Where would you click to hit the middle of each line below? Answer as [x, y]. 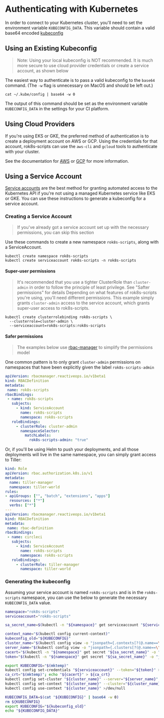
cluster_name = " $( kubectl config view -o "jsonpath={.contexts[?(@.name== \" [84, 643]
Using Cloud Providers [40, 124]
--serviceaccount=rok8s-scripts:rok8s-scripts [58, 325]
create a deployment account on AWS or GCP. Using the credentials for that [81, 141]
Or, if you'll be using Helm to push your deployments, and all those [72, 449]
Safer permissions [24, 336]
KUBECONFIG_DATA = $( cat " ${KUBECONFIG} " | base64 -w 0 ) [62, 697]
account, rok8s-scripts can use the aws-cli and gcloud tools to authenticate [81, 146]
